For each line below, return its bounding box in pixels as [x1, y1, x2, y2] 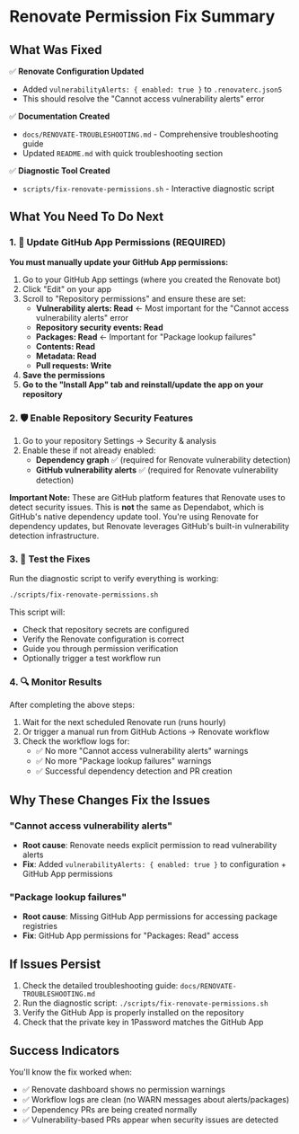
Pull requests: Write [35, 359, 112, 370]
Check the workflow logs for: [22, 736, 130, 747]
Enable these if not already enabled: [22, 445, 156, 456]
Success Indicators [9, 1042, 119, 1058]
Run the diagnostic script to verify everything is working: [9, 573, 219, 584]
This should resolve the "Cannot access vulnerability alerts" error [22, 93, 265, 104]
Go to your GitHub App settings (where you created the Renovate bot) [22, 274, 281, 285]
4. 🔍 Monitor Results [9, 676, 102, 688]
